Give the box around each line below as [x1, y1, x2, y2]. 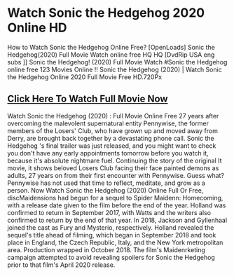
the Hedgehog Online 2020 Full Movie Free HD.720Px [7, 72, 163, 81]
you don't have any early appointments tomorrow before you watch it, [7, 149, 209, 157]
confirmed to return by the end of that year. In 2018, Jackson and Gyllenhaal [7, 216, 228, 224]
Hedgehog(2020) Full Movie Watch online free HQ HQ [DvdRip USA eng [7, 50, 215, 59]
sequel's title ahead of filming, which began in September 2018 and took [7, 230, 216, 239]
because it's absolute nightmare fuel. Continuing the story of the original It [7, 156, 222, 165]
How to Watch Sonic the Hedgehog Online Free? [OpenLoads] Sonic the [7, 43, 215, 51]
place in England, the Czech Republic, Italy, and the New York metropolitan [7, 238, 223, 247]
